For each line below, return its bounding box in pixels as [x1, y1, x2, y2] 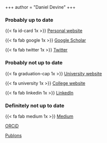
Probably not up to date [5, 59, 63, 66]
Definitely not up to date [5, 102, 64, 109]
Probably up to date [5, 16, 53, 23]
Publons [5, 132, 22, 138]
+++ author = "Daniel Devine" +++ [5, 4, 76, 10]
